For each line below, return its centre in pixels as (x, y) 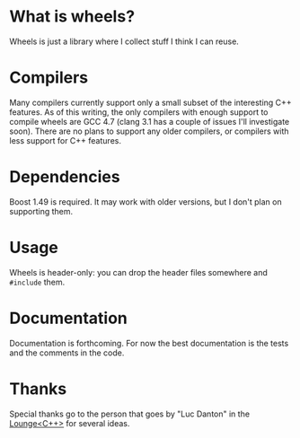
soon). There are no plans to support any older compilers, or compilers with (149, 131)
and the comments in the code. (67, 353)
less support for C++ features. (65, 140)
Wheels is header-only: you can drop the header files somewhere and (138, 272)
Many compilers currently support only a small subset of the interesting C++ (150, 102)
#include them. (37, 282)
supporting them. (41, 211)
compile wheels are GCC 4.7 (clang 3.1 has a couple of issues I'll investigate (150, 121)
